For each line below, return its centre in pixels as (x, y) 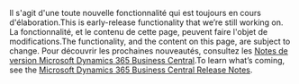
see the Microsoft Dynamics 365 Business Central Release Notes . (131, 70)
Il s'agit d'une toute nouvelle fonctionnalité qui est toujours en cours (135, 13)
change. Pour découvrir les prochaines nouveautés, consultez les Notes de (149, 51)
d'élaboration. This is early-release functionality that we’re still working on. (146, 22)
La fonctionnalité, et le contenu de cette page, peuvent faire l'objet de (139, 32)
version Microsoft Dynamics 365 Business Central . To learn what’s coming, (147, 60)
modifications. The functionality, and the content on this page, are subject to (150, 41)
